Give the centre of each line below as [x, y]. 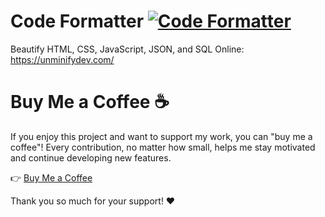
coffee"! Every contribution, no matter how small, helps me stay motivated [163, 147]
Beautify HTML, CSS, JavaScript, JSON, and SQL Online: [127, 49]
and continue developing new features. [91, 157]
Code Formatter [77, 21]
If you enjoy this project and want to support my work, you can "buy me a [161, 136]
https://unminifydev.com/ [62, 59]
